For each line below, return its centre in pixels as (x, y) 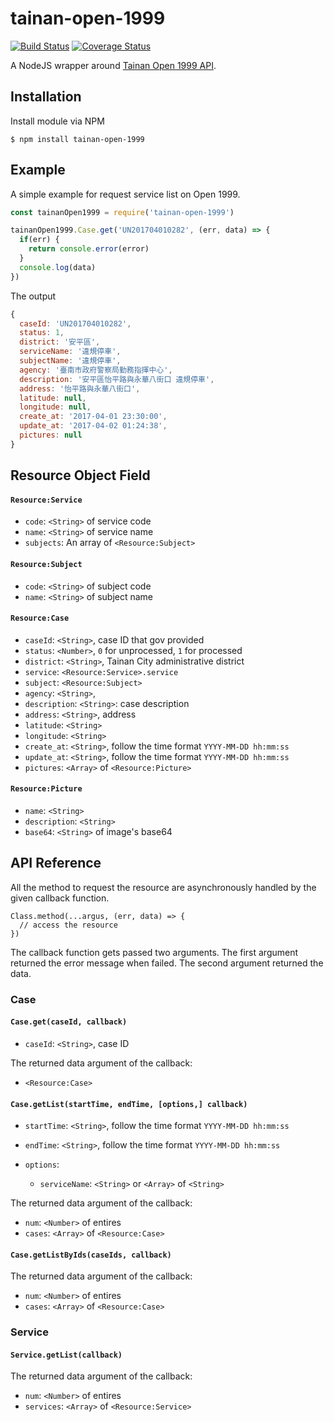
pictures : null (51, 435)
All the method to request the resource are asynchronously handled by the (163, 887)
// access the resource (68, 925)
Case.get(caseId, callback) (69, 1022)
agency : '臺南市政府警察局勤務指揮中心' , (96, 370)
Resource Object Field (80, 475)
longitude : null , (55, 407)
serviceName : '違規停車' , (70, 352)
